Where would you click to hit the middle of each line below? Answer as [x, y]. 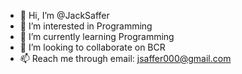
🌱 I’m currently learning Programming [97, 36]
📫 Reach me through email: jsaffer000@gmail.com [125, 58]
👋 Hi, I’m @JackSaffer [64, 15]
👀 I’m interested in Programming [86, 26]
